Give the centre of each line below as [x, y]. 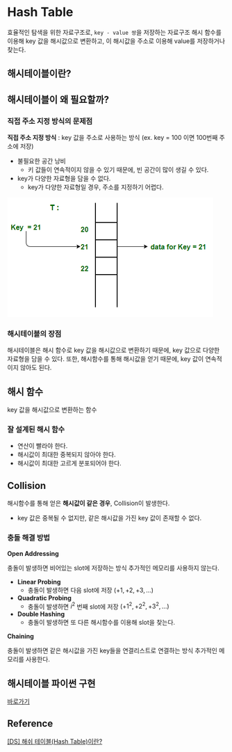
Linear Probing [39, 582]
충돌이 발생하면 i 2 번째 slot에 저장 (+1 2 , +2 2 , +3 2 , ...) [98, 606]
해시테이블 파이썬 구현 [51, 683]
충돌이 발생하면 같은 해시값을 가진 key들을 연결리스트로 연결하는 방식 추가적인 [112, 650]
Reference [30, 724]
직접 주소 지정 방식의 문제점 [50, 121]
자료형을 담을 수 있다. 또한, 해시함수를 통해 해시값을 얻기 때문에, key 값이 [106, 359]
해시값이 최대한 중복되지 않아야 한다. [66, 455]
